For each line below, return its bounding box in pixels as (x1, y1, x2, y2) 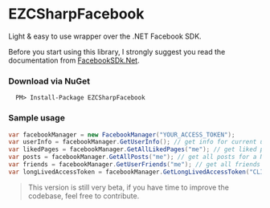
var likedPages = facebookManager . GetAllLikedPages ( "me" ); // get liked (8, 145, 257, 153)
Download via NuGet (8, 75, 91, 87)
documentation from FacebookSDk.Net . (8, 55, 140, 65)
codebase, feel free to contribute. (27, 190, 140, 201)
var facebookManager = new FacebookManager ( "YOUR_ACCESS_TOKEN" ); (8, 130, 235, 139)
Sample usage (8, 112, 66, 124)
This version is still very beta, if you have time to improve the (27, 182, 229, 192)
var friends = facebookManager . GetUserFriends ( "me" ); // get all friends (8, 161, 261, 169)
